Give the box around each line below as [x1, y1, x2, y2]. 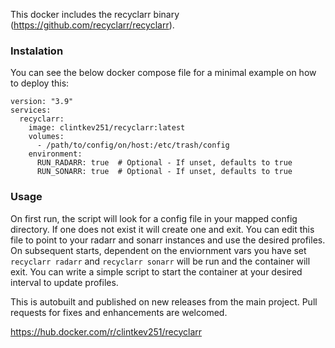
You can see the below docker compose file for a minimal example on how [10, 67, 317, 79]
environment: [28, 149, 83, 159]
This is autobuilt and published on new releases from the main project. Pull [10, 295, 318, 308]
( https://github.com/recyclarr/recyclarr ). [10, 19, 175, 31]
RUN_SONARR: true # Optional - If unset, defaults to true [36, 167, 293, 177]
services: [10, 105, 52, 116]
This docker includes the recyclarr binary [10, 9, 180, 20]
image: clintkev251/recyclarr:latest [28, 123, 186, 133]
